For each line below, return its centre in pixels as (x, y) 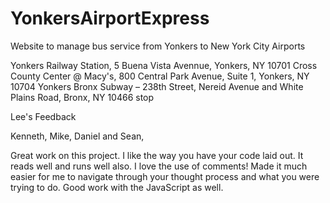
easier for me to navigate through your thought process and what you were (165, 176)
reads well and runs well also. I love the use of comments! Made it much (159, 166)
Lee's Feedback (43, 116)
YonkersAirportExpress (110, 18)
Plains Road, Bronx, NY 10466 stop (82, 97)
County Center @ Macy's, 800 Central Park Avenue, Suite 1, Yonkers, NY (160, 76)
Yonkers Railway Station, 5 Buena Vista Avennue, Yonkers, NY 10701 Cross (164, 65)
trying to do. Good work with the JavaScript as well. (117, 187)
